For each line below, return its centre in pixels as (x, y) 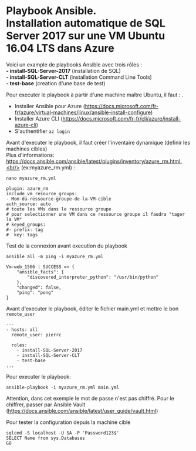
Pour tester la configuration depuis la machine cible (68, 422)
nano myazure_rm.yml (31, 178)
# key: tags (22, 235)
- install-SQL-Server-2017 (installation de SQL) (64, 71)
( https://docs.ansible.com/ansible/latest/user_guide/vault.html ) (82, 410)
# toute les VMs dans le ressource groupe (59, 209)
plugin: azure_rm (27, 188)
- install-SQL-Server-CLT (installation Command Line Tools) (79, 77)
